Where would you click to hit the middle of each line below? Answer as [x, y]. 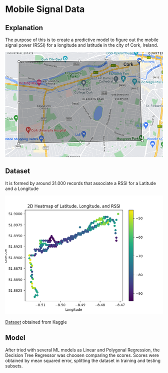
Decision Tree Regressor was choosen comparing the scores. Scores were [82, 355]
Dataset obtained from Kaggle [36, 322]
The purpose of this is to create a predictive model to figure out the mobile [82, 40]
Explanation [24, 28]
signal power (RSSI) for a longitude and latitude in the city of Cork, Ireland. [82, 45]
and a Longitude [22, 189]
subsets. [14, 366]
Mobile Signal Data [45, 9]
